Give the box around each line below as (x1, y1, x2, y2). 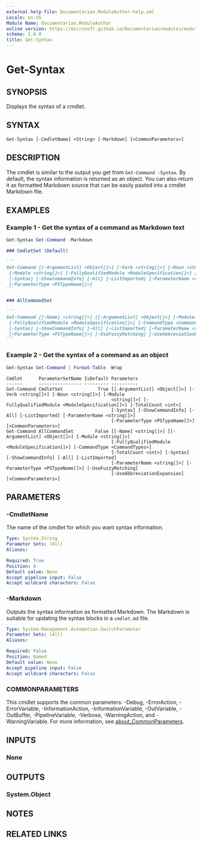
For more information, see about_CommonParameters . (50, 718, 185, 725)
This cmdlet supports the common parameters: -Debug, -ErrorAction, (6, 698, 179, 706)
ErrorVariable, (6, 705, 41, 712)
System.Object (6, 790, 51, 798)
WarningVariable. (6, 718, 49, 725)
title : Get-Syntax (6, 37, 52, 43)
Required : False (6, 648, 47, 654)
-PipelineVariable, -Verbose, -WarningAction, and (32, 711, 155, 718)
